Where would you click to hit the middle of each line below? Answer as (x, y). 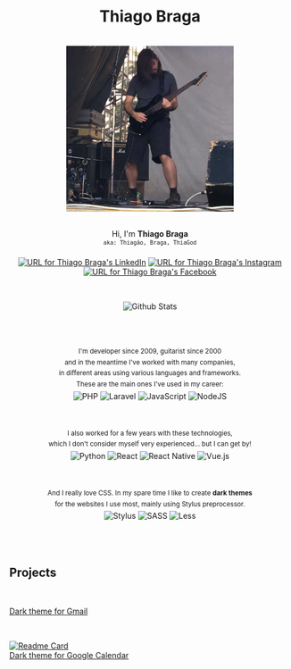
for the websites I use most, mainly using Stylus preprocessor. (150, 504)
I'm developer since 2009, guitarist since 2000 (150, 351)
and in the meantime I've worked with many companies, (150, 362)
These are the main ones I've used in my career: (150, 384)
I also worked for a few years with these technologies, (150, 433)
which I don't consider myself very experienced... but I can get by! (150, 444)
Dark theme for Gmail (49, 611)
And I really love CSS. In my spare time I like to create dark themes (150, 493)
